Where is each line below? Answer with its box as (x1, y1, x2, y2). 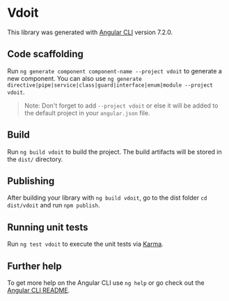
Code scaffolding (7, 48, 84, 60)
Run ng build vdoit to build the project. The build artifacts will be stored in (7, 147, 222, 156)
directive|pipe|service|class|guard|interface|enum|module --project (7, 82, 214, 89)
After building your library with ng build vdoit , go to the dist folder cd (7, 193, 207, 202)
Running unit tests (7, 221, 88, 233)
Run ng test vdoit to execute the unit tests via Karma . (7, 240, 164, 249)
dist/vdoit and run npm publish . (7, 201, 100, 210)
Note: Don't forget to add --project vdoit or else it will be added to (24, 101, 219, 110)
